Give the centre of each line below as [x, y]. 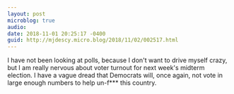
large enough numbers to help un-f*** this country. [82, 83]
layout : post [27, 14]
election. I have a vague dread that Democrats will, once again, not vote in [115, 76]
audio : [17, 27]
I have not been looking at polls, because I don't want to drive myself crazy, [117, 60]
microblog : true [31, 20]
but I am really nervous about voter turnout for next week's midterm [106, 68]
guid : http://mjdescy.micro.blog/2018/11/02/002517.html [93, 40]
